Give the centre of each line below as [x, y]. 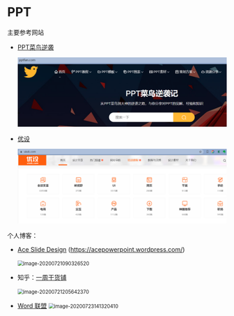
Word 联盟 [32, 306]
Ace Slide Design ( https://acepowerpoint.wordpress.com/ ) [101, 249]
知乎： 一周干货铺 [42, 277]
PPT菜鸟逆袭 [36, 47]
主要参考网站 [25, 32]
